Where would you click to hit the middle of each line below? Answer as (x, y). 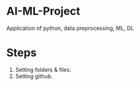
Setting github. (34, 76)
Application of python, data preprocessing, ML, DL (70, 28)
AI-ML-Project (44, 11)
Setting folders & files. (43, 70)
